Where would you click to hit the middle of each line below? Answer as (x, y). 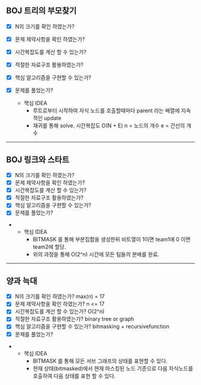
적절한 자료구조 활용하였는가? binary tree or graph (74, 319)
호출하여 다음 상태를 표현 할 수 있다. (74, 376)
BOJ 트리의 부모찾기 (41, 11)
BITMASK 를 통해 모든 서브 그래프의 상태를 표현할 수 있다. (100, 361)
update (53, 118)
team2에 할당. (49, 247)
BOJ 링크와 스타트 (38, 159)
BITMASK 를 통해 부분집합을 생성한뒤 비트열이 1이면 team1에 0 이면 (112, 240)
